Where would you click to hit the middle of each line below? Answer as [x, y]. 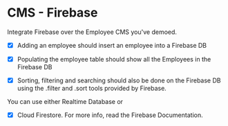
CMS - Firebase [53, 13]
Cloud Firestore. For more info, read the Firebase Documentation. [110, 115]
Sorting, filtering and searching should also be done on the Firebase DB [119, 80]
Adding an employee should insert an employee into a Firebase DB [112, 45]
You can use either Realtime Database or [65, 102]
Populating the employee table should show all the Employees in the [114, 59]
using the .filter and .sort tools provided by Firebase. [92, 89]
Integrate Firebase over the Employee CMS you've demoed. [92, 32]
